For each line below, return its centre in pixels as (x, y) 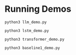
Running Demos (38, 9)
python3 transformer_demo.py (35, 39)
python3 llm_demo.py (26, 22)
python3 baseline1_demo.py (32, 48)
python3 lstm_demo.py (27, 30)
